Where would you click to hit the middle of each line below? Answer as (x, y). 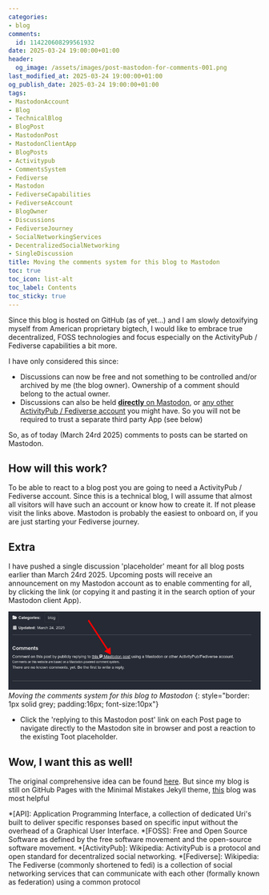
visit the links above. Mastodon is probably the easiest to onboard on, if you (133, 513)
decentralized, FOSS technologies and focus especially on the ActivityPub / (133, 337)
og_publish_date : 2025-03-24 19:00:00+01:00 (84, 84)
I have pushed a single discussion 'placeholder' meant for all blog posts (126, 566)
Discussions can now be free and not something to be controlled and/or (139, 376)
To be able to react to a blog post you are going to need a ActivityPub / (125, 488)
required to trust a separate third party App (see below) (111, 419)
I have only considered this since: (63, 361)
